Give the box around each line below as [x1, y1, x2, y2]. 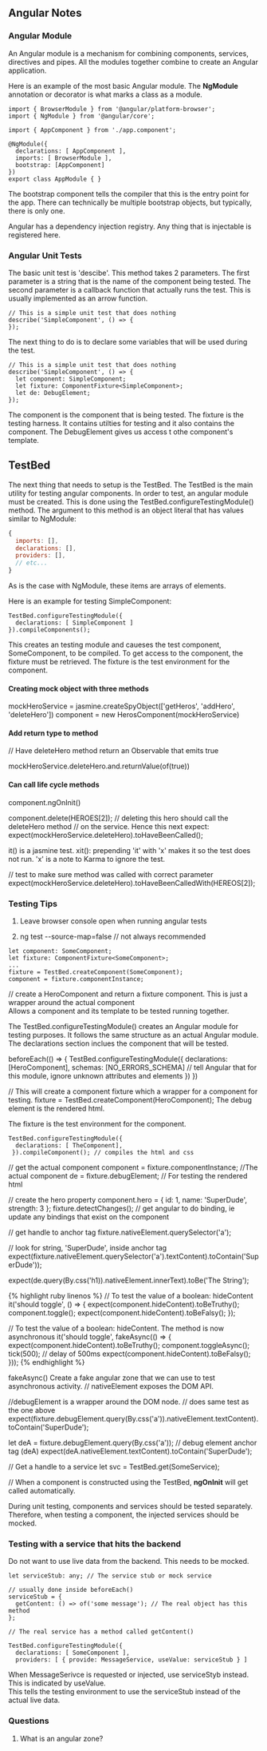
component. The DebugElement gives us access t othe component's [8, 427, 234, 437]
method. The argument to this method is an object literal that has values [8, 505, 245, 515]
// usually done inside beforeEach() [8, 1586, 134, 1594]
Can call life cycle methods [8, 780, 100, 790]
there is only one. [8, 205, 65, 215]
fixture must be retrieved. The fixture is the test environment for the [8, 657, 230, 667]
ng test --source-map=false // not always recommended [19, 931, 206, 941]
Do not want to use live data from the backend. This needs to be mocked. [8, 1557, 249, 1566]
